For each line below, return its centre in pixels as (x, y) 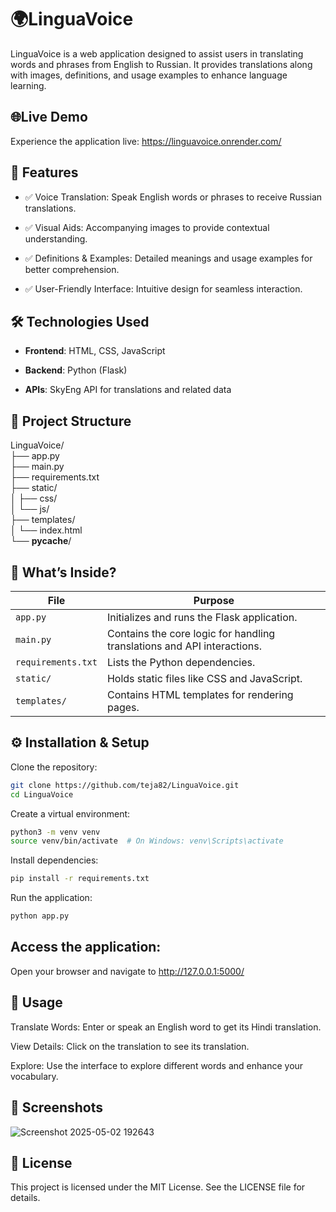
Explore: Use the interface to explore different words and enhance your (157, 1065)
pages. (123, 707)
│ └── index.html (46, 530)
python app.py (40, 916)
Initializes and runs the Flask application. (202, 617)
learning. (28, 85)
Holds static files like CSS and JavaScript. (204, 678)
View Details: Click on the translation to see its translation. (130, 1046)
